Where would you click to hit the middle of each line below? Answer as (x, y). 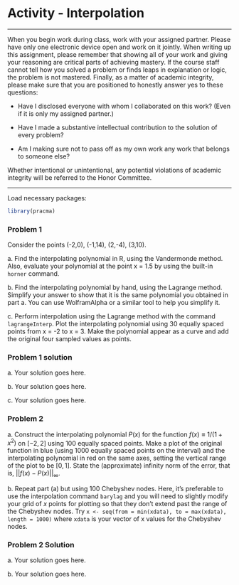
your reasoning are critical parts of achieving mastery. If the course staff (113, 62)
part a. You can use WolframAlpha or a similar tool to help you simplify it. (114, 303)
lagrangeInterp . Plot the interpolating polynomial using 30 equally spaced (116, 324)
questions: (23, 92)
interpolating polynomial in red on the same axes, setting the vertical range (117, 458)
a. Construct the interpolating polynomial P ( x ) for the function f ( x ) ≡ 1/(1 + (115, 434)
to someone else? (43, 156)
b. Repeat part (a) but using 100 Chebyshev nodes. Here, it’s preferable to (116, 489)
